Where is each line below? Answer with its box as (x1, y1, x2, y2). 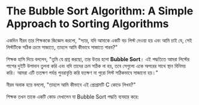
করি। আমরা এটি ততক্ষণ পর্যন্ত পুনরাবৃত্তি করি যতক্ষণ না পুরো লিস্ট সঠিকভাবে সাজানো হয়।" (6, 69, 159, 76)
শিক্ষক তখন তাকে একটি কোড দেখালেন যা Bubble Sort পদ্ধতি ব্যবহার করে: (6, 93, 139, 100)
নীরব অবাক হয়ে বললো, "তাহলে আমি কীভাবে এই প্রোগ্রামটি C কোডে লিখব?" (6, 81, 136, 88)
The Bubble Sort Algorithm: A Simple (6, 4, 194, 18)
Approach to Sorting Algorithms (6, 17, 169, 31)
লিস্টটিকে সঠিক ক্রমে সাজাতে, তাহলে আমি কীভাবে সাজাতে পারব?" (6, 43, 118, 50)
